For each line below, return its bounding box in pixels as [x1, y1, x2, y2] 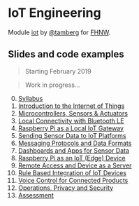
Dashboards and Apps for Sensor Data [17, 146, 130, 155]
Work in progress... [24, 81, 80, 89]
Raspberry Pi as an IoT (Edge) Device [17, 153, 126, 162]
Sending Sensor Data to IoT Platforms [17, 131, 126, 139]
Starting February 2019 [24, 67, 92, 75]
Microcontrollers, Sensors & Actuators [17, 109, 129, 117]
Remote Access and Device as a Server [17, 161, 132, 170]
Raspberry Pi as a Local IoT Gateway [17, 124, 124, 132]
